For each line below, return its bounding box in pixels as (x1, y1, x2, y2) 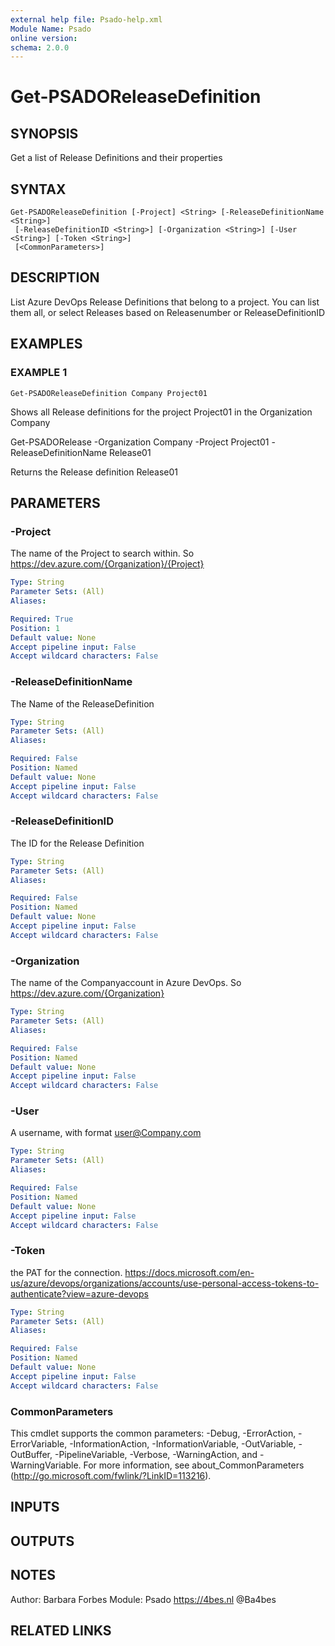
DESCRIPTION (10, 269, 100, 286)
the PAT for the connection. (10, 1266, 123, 1278)
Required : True (10, 614, 74, 624)
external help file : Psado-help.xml (10, 14, 163, 25)
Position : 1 (10, 623, 60, 633)
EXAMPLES (10, 336, 83, 353)
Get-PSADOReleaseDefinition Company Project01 (10, 388, 208, 398)
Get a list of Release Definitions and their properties (10, 152, 223, 164)
